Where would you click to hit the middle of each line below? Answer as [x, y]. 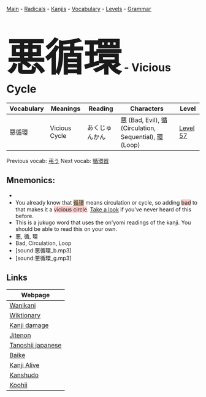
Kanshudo [24, 375]
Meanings [66, 108]
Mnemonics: [31, 180]
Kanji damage [29, 325]
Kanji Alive [25, 365]
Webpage [36, 295]
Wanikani [23, 305]
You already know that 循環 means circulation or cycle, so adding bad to [106, 202]
